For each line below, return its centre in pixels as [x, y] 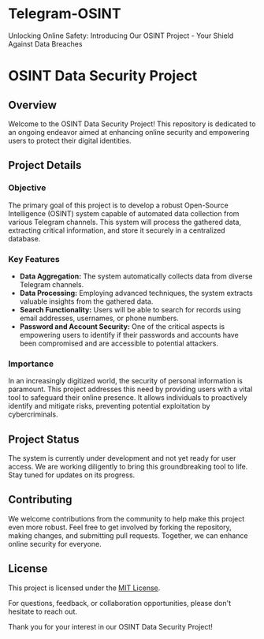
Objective [27, 188]
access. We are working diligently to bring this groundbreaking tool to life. [128, 467]
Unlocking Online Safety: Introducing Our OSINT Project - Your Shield [121, 35]
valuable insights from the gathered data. [86, 301]
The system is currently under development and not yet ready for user [122, 458]
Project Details [45, 165]
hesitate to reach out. [43, 611]
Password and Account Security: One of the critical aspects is [122, 326]
